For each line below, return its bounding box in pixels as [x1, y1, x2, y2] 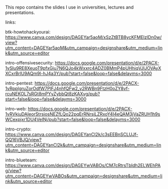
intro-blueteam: [5, 157, 38, 163]
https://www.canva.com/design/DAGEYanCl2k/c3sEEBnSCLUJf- [5, 131, 139, 137]
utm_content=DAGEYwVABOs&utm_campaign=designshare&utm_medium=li [5, 173, 163, 179]
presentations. [5, 9, 35, 15]
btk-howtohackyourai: [5, 29, 51, 34]
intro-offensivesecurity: [5, 60, 54, 65]
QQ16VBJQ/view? [5, 137, 42, 142]
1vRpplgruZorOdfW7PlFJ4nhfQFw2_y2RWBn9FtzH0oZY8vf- [5, 85, 130, 91]
